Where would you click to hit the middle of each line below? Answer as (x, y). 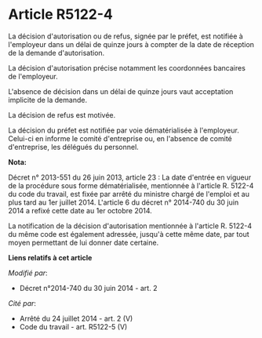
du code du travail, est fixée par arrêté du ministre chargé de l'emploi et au (129, 194)
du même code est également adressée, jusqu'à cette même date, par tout (129, 234)
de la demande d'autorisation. (56, 53)
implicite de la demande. (48, 100)
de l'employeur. (33, 76)
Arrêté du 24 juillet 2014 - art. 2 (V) (76, 318)
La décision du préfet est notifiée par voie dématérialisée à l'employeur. (124, 130)
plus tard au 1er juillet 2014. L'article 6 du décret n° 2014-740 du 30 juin (124, 202)
